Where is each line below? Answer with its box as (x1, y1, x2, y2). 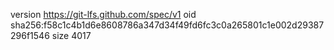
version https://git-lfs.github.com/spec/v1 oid (10, 9, 197, 20)
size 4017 (51, 30, 92, 41)
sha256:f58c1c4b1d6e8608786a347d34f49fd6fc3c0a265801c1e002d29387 (10, 19, 325, 31)
